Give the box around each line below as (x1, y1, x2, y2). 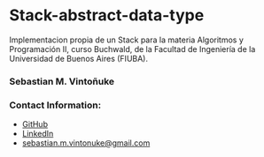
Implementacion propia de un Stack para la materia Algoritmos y (9, 34, 244, 45)
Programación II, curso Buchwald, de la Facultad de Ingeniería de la (9, 43, 256, 54)
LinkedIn (21, 129, 54, 139)
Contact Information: (9, 99, 102, 111)
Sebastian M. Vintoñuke (9, 75, 115, 87)
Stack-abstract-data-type (9, 5, 205, 26)
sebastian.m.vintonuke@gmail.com (21, 138, 151, 148)
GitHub (21, 119, 49, 130)
